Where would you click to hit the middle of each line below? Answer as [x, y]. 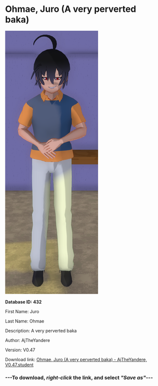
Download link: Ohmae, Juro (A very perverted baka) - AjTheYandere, [76, 359]
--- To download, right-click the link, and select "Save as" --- [79, 378]
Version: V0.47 [20, 350]
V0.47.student [19, 365]
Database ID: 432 [24, 302]
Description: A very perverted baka [41, 331]
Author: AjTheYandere [28, 340]
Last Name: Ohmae [25, 321]
